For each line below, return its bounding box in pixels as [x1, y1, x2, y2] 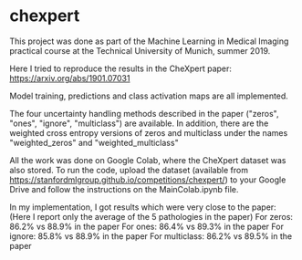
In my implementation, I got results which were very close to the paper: [9, 202, 276, 213]
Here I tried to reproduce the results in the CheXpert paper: [9, 63, 233, 74]
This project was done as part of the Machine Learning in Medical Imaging [9, 36, 289, 47]
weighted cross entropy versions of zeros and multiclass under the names [9, 127, 288, 138]
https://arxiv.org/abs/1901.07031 [9, 72, 130, 83]
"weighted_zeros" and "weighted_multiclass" [9, 137, 180, 148]
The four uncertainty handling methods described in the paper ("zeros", [9, 108, 280, 119]
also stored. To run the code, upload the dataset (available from [9, 164, 249, 175]
